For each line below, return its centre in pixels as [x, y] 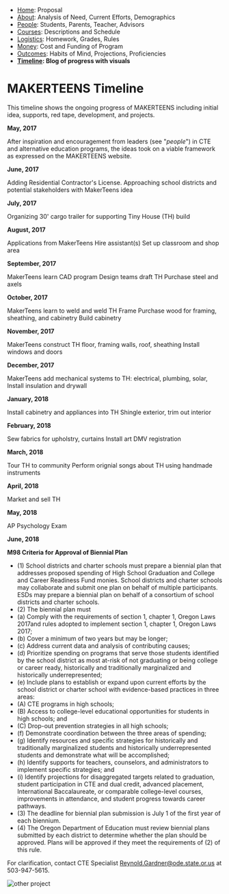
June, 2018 [23, 539]
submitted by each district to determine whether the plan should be [112, 835]
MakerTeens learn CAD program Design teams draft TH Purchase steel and [113, 276]
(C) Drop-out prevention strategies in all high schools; [93, 725]
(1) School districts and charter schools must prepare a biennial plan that [119, 566]
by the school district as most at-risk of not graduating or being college [117, 660]
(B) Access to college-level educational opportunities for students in [113, 711]
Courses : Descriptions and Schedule [69, 32]
